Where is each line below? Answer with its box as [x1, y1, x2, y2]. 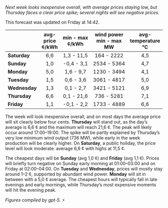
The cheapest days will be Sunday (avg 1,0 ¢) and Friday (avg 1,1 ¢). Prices [5, 155, 159, 161]
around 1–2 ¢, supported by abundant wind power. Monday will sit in [5, 171, 146, 177]
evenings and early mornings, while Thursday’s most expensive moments [5, 182, 156, 187]
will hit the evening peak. [5, 187, 56, 193]
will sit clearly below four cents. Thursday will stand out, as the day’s [5, 119, 147, 124]
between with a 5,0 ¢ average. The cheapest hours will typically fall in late [5, 176, 157, 182]
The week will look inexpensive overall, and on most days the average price [5, 113, 161, 119]
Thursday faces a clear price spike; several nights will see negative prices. [5, 9, 160, 15]
